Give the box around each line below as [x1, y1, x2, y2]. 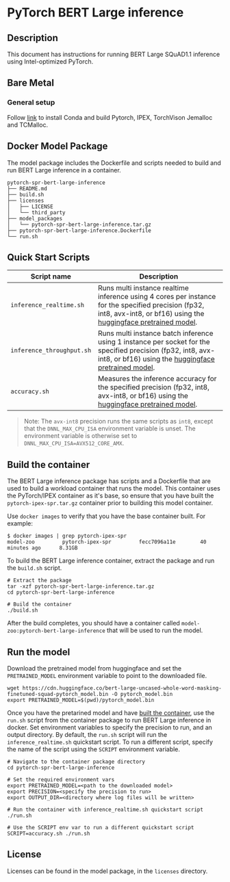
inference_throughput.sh [10, 347, 92, 354]
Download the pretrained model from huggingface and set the [7, 664, 182, 672]
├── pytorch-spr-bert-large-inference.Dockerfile [7, 227, 152, 234]
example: [7, 519, 33, 528]
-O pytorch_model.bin [111, 690, 173, 697]
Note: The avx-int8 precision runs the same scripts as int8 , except [23, 417, 214, 426]
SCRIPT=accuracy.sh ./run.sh [7, 830, 90, 837]
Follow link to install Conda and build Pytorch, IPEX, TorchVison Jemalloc [7, 113, 213, 121]
